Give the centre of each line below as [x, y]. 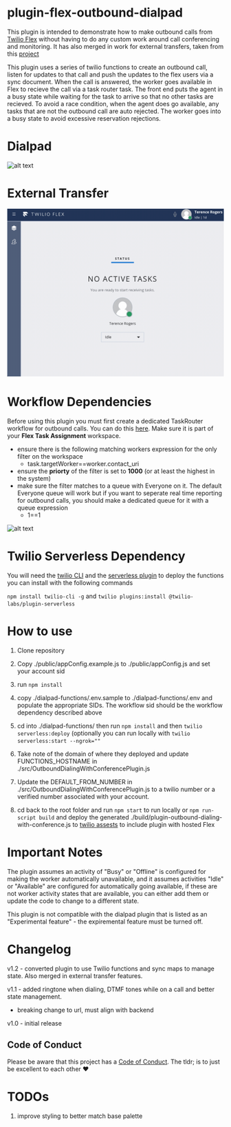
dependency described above [59, 712]
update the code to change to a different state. [73, 901]
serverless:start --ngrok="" [59, 741]
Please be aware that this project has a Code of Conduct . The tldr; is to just [113, 1061]
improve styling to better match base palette [80, 1116]
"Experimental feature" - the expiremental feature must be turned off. [105, 921]
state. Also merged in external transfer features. [75, 976]
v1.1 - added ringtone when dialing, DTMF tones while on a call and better [111, 989]
